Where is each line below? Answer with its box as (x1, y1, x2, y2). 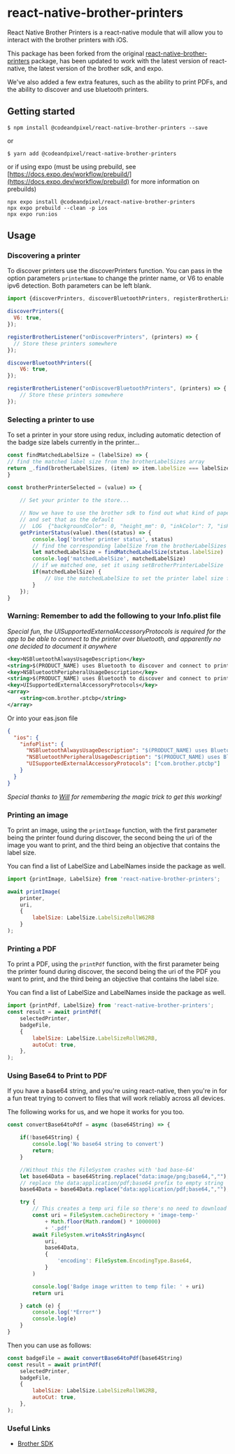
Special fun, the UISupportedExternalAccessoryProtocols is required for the (7, 627, 226, 635)
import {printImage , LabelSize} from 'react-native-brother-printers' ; (7, 875, 220, 883)
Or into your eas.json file (7, 714, 78, 722)
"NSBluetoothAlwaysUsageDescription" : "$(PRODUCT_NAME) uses (25, 747, 208, 754)
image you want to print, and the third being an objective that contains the (7, 840, 220, 849)
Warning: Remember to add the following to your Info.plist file (7, 611, 222, 621)
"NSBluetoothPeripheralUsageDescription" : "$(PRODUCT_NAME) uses (25, 753, 220, 761)
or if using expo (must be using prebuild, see (7, 162, 136, 171)
